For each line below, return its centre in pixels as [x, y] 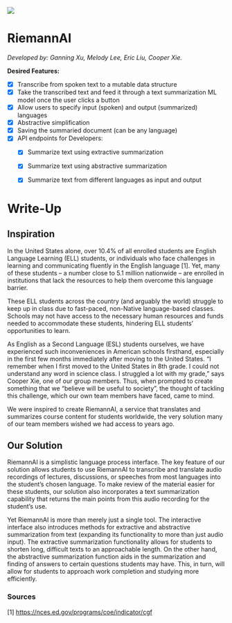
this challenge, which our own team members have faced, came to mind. [111, 395]
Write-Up [35, 208]
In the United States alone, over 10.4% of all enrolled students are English [112, 250]
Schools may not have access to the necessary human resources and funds [115, 316]
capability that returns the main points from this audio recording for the [108, 499]
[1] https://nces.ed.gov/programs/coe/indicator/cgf [80, 612]
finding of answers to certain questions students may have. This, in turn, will [116, 564]
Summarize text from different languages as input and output [115, 180]
